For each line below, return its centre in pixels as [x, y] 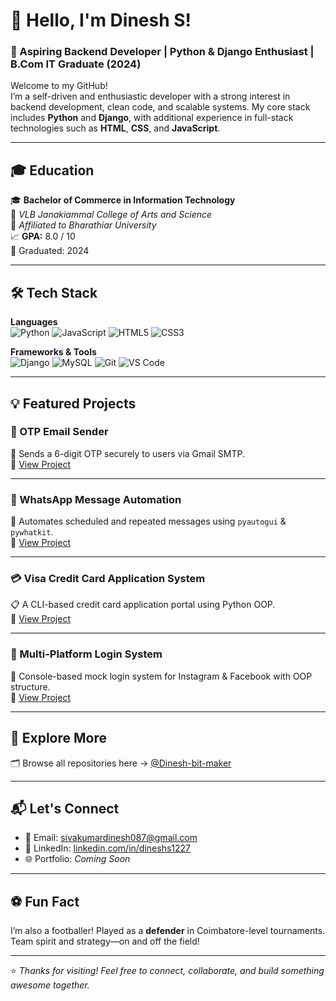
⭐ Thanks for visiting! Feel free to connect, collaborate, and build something [167, 971]
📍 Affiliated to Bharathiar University [83, 225]
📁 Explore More [59, 738]
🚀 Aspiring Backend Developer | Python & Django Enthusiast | [162, 52]
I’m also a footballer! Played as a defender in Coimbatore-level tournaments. [168, 931]
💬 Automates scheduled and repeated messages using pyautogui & [148, 521]
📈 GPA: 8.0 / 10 [43, 236]
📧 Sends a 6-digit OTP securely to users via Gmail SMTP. [128, 453]
